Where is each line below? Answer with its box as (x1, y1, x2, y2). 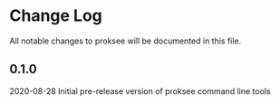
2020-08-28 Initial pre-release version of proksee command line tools (9, 85, 271, 96)
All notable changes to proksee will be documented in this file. (9, 35, 242, 46)
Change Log (9, 5, 102, 26)
